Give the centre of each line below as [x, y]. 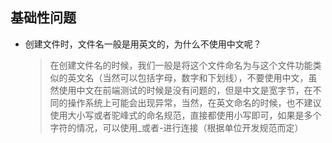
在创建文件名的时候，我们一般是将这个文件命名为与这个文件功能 [181, 65]
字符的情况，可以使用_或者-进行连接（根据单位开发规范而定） [176, 127]
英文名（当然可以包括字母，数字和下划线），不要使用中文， [188, 77]
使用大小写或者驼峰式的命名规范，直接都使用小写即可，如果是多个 [185, 115]
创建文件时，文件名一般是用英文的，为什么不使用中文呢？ [143, 44]
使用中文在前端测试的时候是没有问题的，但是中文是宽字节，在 [185, 90]
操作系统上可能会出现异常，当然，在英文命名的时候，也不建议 [194, 102]
